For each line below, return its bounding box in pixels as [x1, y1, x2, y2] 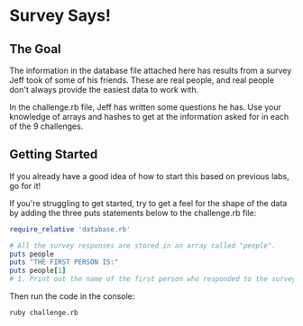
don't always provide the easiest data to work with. [9, 85, 199, 95]
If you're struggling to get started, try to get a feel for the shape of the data [9, 197, 288, 208]
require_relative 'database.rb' [9, 224, 131, 234]
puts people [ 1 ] [9, 267, 67, 276]
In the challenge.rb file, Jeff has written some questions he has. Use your [9, 102, 282, 113]
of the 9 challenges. [9, 121, 84, 131]
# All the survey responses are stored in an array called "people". [9, 240, 277, 250]
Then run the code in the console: [9, 291, 135, 302]
